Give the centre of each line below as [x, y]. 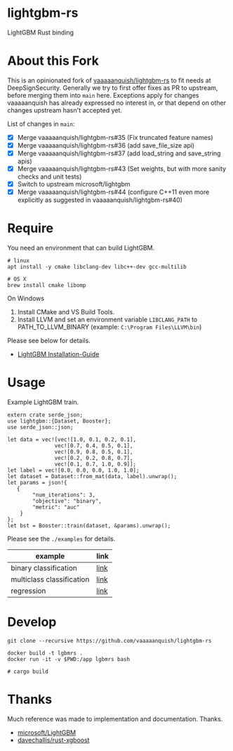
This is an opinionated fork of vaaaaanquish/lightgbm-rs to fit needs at [109, 80]
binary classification [44, 568]
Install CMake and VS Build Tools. [66, 312]
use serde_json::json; [40, 428]
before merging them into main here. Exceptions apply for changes [103, 95]
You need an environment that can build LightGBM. [81, 248]
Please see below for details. [49, 341]
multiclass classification [50, 579]
